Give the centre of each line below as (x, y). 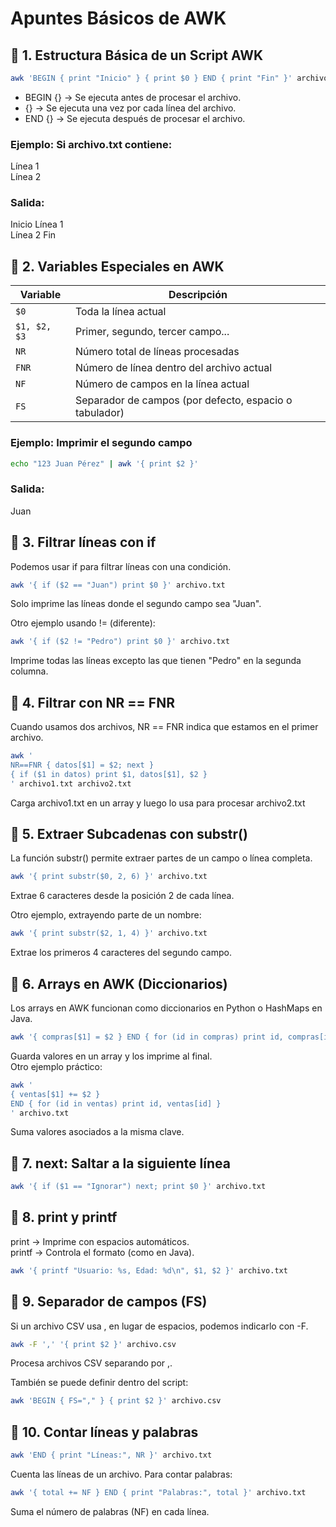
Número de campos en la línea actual (162, 384)
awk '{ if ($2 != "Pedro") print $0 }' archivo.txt (120, 642)
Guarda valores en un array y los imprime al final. (111, 1056)
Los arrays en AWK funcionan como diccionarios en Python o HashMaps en (166, 1008)
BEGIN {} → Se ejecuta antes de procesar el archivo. (133, 97)
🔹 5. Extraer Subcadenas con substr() (129, 834)
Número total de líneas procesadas (157, 352)
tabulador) (99, 413)
